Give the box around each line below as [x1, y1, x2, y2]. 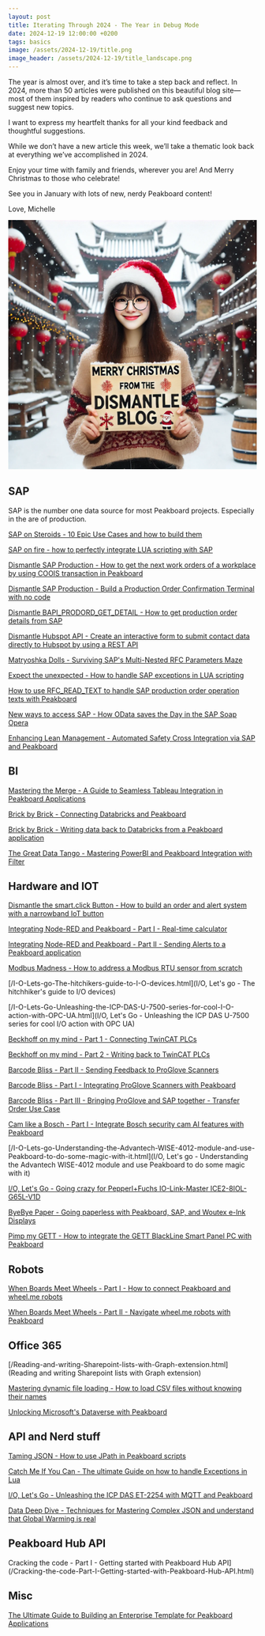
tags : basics [8, 38, 51, 46]
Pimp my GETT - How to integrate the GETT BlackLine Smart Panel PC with [8, 1231, 252, 1241]
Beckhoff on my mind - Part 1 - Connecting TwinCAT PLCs [8, 1035, 197, 1044]
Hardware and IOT [8, 880, 99, 893]
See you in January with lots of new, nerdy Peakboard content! [8, 189, 213, 198]
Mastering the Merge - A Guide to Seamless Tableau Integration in [8, 786, 223, 795]
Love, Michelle [8, 204, 56, 214]
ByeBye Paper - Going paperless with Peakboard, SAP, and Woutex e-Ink [8, 1207, 246, 1218]
